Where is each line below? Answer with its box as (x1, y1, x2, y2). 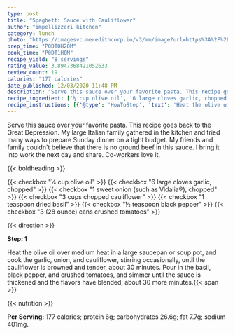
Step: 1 (7, 234, 28, 242)
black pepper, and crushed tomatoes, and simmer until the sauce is (7, 271, 201, 279)
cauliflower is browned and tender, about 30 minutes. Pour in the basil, (7, 263, 211, 271)
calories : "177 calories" (7, 75, 83, 83)
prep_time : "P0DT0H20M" (7, 43, 77, 50)
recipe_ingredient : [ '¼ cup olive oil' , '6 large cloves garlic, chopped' (7, 95, 230, 102)
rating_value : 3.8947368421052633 (7, 62, 108, 69)
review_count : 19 (7, 69, 58, 76)
